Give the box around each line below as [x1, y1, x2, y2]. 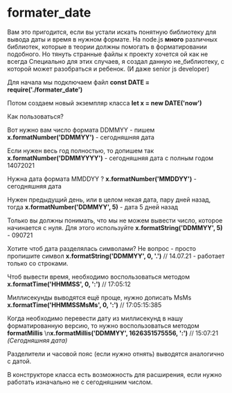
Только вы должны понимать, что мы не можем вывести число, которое [7, 216, 223, 225]
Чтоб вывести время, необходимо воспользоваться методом [7, 272, 190, 281]
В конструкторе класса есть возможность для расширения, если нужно [7, 370, 222, 378]
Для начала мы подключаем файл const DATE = [7, 78, 150, 86]
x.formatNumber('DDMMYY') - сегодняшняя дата [7, 133, 154, 141]
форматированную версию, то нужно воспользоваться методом [7, 321, 199, 330]
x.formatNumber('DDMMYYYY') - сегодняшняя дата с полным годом [7, 154, 213, 162]
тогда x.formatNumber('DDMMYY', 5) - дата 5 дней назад [7, 202, 179, 211]
